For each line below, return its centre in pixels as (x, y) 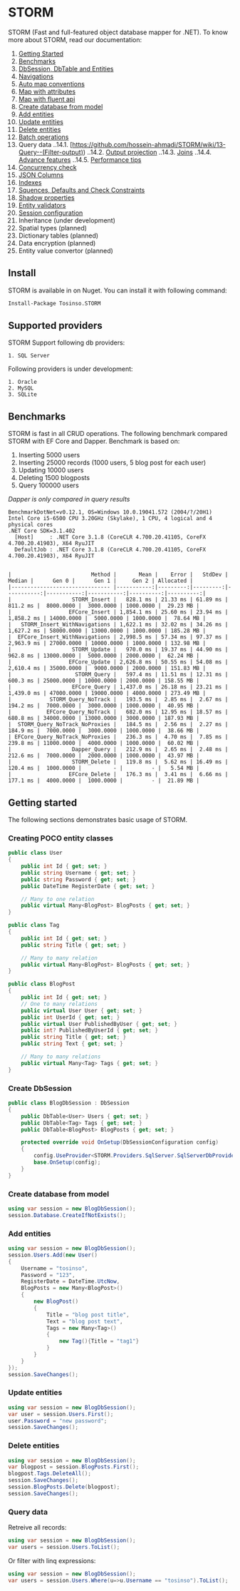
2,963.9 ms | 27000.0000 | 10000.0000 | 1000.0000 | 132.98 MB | (107, 644)
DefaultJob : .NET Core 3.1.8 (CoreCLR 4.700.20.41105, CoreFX (110, 550)
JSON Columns (41, 175)
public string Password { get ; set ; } (78, 879)
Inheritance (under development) (67, 220)
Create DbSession (40, 1088)
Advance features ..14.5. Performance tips (80, 159)
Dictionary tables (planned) (58, 235)
